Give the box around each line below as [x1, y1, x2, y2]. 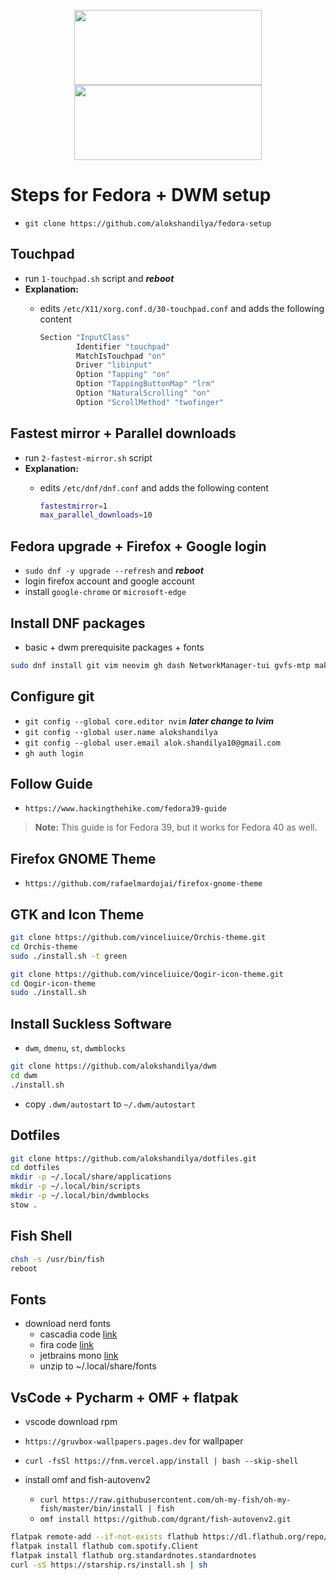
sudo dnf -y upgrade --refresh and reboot [24, 565, 204, 577]
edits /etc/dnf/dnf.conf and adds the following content [39, 481, 269, 494]
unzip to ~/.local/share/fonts [39, 1360, 157, 1372]
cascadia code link [39, 1328, 118, 1340]
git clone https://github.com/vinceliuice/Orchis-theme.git [10, 933, 267, 943]
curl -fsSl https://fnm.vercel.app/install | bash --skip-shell [24, 1456, 299, 1466]
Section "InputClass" [39, 332, 130, 342]
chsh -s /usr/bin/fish [10, 1254, 105, 1264]
